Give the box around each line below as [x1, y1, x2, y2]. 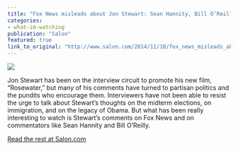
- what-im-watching [7, 23, 65, 30]
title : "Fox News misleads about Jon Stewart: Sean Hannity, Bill [7, 10, 208, 18]
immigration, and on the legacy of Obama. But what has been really [7, 106, 204, 114]
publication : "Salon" [7, 30, 72, 37]
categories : [7, 17, 42, 24]
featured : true [7, 37, 52, 44]
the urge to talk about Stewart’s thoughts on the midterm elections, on [7, 98, 212, 107]
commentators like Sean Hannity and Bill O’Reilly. [7, 121, 151, 129]
